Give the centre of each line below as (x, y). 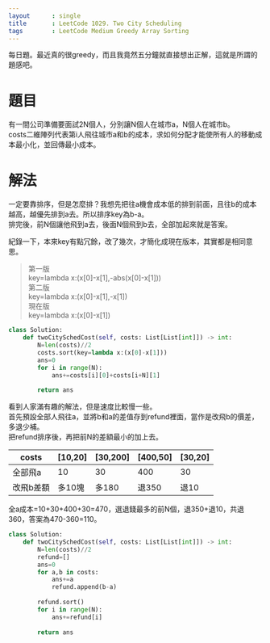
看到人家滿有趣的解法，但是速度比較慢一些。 (83, 407)
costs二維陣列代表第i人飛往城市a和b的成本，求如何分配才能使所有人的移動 (132, 135)
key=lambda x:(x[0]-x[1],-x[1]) (78, 296)
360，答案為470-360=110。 (55, 519)
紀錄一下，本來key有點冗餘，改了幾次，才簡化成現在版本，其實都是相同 (127, 242)
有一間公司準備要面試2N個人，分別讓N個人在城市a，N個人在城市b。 (122, 124)
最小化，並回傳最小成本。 (58, 145)
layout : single (45, 16)
